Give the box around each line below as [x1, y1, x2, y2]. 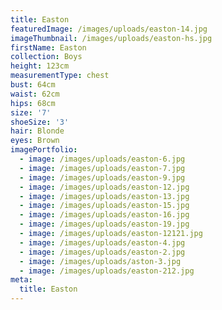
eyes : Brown [10, 136, 60, 146]
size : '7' [10, 107, 52, 118]
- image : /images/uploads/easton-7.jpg [19, 163, 186, 173]
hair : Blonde [10, 126, 65, 136]
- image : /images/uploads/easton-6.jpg [19, 154, 186, 164]
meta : [10, 275, 33, 285]
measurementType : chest [10, 71, 110, 81]
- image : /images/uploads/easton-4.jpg [19, 237, 186, 248]
